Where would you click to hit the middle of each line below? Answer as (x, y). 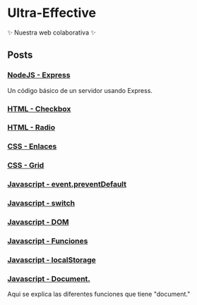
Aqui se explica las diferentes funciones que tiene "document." (99, 294)
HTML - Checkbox (39, 108)
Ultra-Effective (52, 13)
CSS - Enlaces (32, 147)
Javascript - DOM (38, 222)
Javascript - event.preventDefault (67, 185)
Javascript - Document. (49, 278)
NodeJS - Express (39, 75)
